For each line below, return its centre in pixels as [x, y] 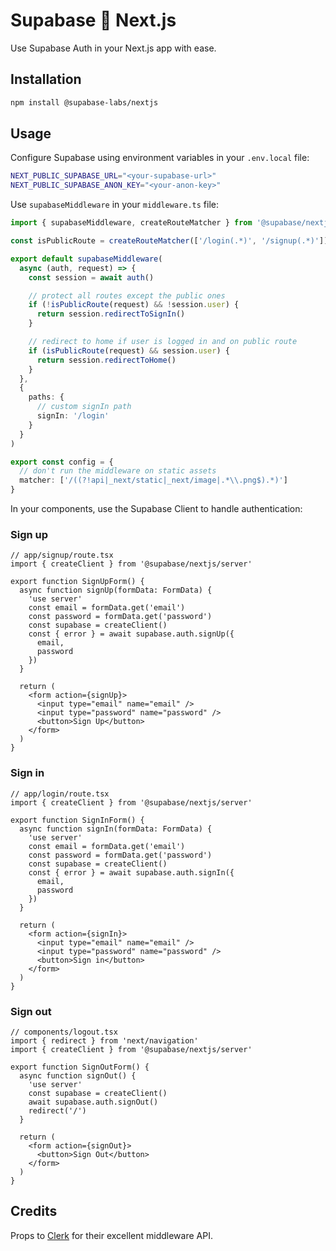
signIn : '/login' [73, 416]
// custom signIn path [84, 407]
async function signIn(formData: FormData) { [116, 829]
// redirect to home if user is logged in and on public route [163, 342]
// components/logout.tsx [64, 1032]
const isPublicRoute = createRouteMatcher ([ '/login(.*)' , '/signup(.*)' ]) [169, 241]
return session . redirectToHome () [106, 360]
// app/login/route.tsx [60, 794]
